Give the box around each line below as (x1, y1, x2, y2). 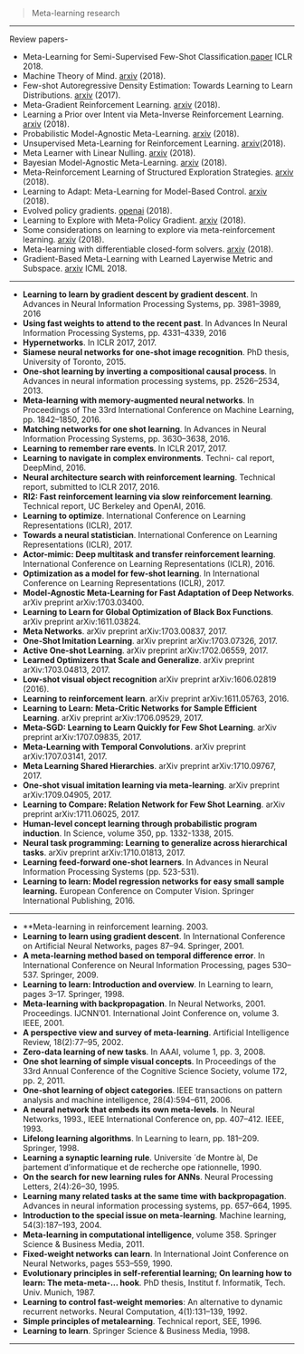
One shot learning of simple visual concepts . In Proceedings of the (22, 1056, 277, 1067)
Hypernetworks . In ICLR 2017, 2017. (22, 337, 157, 348)
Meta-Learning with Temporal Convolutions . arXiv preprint (22, 742, 246, 752)
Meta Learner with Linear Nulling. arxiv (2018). (22, 148, 196, 158)
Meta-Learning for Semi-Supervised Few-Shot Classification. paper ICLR (22, 52, 293, 62)
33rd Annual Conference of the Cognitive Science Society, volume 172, (22, 1066, 288, 1076)
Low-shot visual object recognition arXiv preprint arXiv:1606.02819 (22, 674, 277, 685)
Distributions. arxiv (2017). (22, 90, 121, 101)
